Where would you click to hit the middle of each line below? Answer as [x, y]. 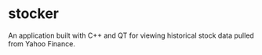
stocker [34, 14]
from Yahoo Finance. [42, 43]
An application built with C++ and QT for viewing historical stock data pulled [131, 35]
